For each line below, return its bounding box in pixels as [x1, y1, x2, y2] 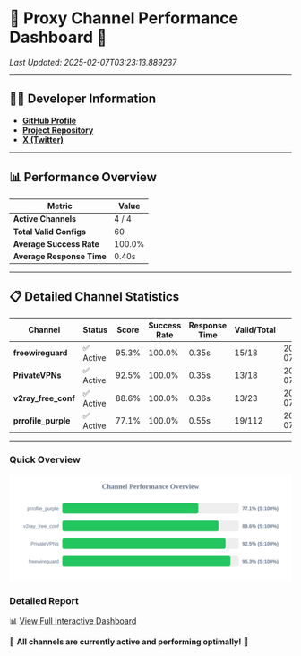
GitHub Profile [21, 115, 77, 126]
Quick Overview [9, 453, 81, 466]
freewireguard [13, 347, 68, 358]
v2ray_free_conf [13, 392, 76, 403]
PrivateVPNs [13, 370, 62, 380]
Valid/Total [234, 325, 276, 336]
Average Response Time [13, 251, 107, 262]
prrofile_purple [13, 415, 71, 425]
